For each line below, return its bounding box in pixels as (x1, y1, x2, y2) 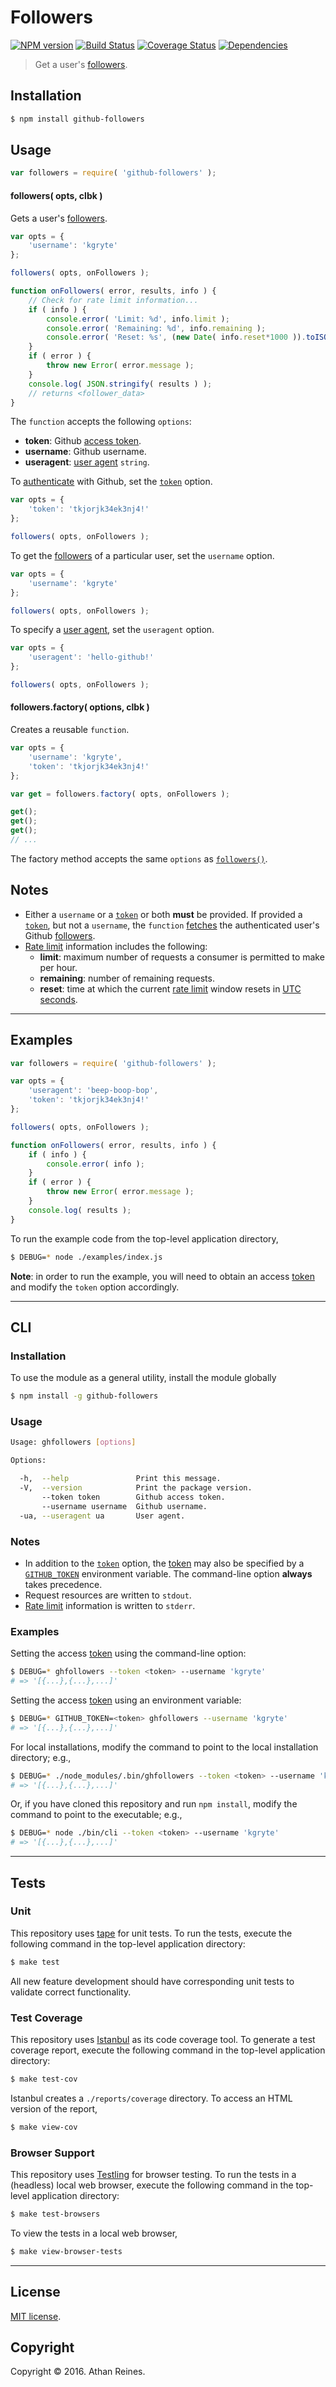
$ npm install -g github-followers (10, 1391, 159, 1401)
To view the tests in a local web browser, (10, 2227, 178, 2239)
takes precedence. (24, 1578, 103, 1590)
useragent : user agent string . (24, 456, 150, 468)
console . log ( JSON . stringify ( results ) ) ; (28, 379, 213, 389)
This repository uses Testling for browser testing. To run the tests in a (10, 2169, 297, 2181)
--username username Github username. (41, 1501, 208, 1511)
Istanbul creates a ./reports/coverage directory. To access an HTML (10, 2092, 293, 2104)
